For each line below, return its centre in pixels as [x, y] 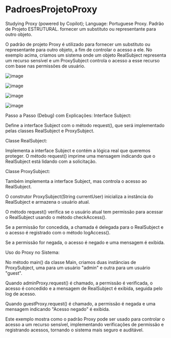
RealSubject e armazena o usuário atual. [48, 202]
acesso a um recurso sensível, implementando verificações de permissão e [85, 324]
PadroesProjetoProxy [51, 9]
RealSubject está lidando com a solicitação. [51, 161]
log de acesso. [21, 294]
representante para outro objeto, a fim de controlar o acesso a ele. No [79, 50]
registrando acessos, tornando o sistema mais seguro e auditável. [75, 330]
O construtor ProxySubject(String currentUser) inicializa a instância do [79, 196]
